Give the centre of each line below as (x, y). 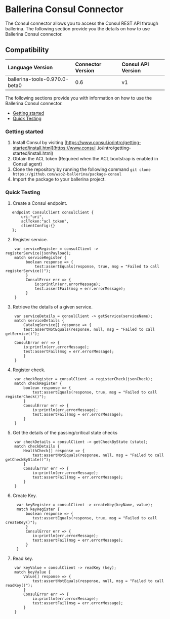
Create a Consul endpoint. (40, 203)
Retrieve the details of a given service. (52, 307)
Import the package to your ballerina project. (59, 179)
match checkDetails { (37, 447)
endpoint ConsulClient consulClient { (53, 213)
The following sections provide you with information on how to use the (79, 98)
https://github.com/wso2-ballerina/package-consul (67, 174)
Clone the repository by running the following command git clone (81, 169)
